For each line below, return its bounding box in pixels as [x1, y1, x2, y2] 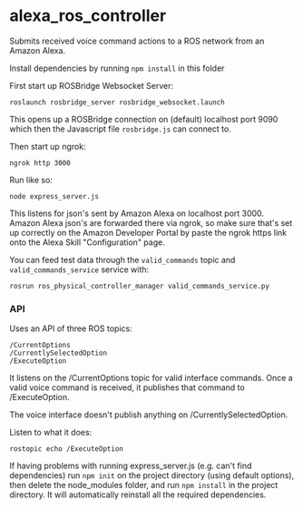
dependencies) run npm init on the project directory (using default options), [9, 470, 295, 481]
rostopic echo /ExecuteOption [9, 445, 124, 454]
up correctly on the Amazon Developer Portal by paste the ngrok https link [9, 227, 288, 238]
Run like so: [9, 174, 53, 185]
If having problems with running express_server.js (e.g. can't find [9, 460, 252, 472]
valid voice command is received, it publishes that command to [9, 382, 245, 393]
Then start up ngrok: [9, 141, 86, 152]
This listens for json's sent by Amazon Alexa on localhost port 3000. [9, 208, 265, 219]
